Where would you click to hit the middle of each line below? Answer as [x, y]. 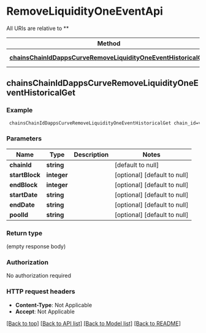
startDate [24, 194]
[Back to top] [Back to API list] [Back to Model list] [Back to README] [93, 323]
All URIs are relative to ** [38, 28]
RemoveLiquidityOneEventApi [85, 11]
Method [109, 43]
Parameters [24, 139]
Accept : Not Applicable [45, 312]
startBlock [25, 175]
